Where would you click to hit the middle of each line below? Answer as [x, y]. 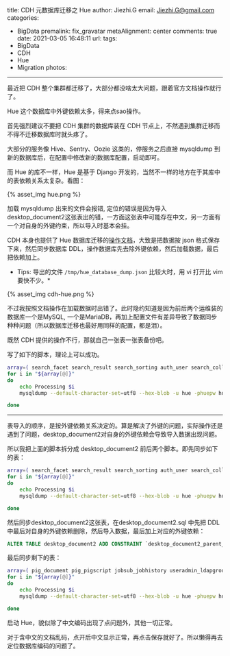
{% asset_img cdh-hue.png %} [51, 294]
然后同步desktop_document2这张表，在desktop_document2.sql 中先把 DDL [114, 522]
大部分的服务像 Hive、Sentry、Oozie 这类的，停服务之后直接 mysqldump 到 [114, 149]
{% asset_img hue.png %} [44, 194]
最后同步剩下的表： [34, 558]
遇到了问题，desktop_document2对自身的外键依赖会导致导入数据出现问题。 [114, 435]
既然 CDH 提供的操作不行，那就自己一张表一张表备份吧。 [87, 340]
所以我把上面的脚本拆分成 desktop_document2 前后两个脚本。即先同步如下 [113, 449]
